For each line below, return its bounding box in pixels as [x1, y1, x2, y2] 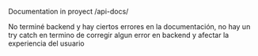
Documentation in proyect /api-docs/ [8, 7, 129, 16]
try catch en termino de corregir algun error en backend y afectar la [8, 31, 230, 39]
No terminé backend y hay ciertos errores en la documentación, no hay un [8, 22, 251, 31]
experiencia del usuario [8, 39, 85, 48]
